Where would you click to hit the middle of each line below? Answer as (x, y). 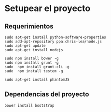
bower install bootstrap (29, 105)
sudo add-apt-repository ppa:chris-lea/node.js (53, 42)
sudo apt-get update (25, 46)
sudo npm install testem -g (34, 71)
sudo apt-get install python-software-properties (55, 37)
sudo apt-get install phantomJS (37, 80)
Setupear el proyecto (48, 8)
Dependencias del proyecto (47, 94)
